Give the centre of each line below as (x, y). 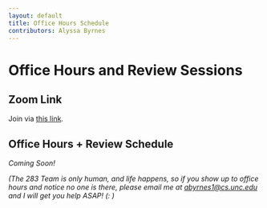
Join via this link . (36, 119)
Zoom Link (35, 100)
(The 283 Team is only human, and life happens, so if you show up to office (133, 179)
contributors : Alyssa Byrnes (57, 30)
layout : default (35, 16)
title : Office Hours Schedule (59, 23)
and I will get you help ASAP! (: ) (61, 196)
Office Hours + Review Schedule (91, 144)
